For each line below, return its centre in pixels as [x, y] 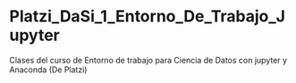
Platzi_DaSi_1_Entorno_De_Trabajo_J [148, 17]
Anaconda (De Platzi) [48, 70]
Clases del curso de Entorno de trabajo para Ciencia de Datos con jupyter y [148, 60]
